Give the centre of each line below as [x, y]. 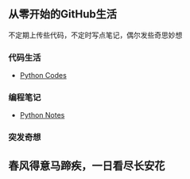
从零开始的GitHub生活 [63, 14]
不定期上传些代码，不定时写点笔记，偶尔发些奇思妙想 [95, 35]
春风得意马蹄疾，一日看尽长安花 [87, 165]
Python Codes [43, 76]
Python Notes [42, 115]
